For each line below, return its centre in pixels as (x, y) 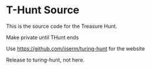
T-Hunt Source (43, 10)
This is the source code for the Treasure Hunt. (62, 26)
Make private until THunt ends (42, 37)
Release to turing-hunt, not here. (45, 60)
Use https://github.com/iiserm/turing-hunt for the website (75, 48)
